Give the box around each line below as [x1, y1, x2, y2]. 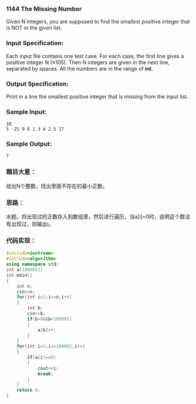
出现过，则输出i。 [11, 220, 54, 228]
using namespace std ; [6, 261, 59, 267]
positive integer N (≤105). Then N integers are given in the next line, [6, 58, 170, 66]
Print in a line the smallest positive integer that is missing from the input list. [6, 93, 189, 100]
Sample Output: [6, 140, 52, 148]
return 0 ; [16, 388, 41, 393]
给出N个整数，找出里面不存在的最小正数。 [6, 182, 108, 190]
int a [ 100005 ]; [6, 267, 43, 273]
